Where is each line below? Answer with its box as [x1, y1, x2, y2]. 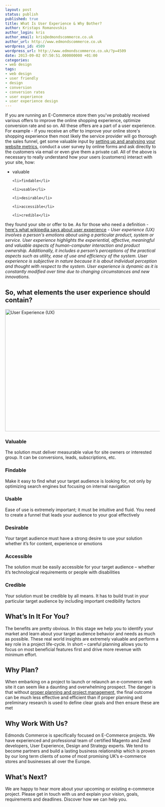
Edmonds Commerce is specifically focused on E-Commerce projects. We [5, 732, 155, 739]
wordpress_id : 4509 [5, 44, 45, 49]
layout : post [5, 7, 32, 12]
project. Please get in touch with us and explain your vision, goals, [5, 791, 139, 797]
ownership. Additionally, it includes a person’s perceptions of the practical [5, 248, 156, 254]
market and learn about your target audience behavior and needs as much [5, 631, 156, 637]
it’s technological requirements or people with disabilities [5, 569, 120, 575]
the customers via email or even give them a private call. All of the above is [5, 149, 157, 155]
